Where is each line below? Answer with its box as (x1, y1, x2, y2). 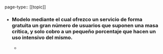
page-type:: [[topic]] (4, 4, 46, 10)
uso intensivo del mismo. (11, 34, 73, 40)
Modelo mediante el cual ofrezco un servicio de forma (11, 16, 143, 23)
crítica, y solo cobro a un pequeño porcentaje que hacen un (11, 28, 156, 35)
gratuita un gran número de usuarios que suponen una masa (11, 22, 159, 28)
